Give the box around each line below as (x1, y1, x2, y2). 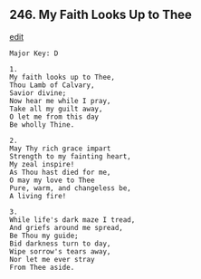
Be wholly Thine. (9, 120, 75, 130)
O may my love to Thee (9, 176, 95, 185)
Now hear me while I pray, (9, 96, 111, 105)
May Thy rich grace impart (9, 144, 111, 153)
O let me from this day (9, 112, 100, 121)
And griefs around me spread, (9, 223, 124, 232)
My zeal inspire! (9, 159, 75, 168)
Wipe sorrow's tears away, (9, 246, 111, 256)
